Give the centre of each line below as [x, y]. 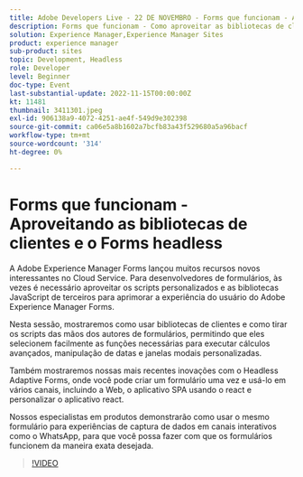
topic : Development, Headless [66, 60]
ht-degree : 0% [36, 152]
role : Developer [40, 69]
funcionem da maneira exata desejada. [82, 445]
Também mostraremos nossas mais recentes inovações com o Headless [144, 370]
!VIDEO [45, 463]
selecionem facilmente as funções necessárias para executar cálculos [140, 343]
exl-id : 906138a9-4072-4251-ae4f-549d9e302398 [98, 118]
